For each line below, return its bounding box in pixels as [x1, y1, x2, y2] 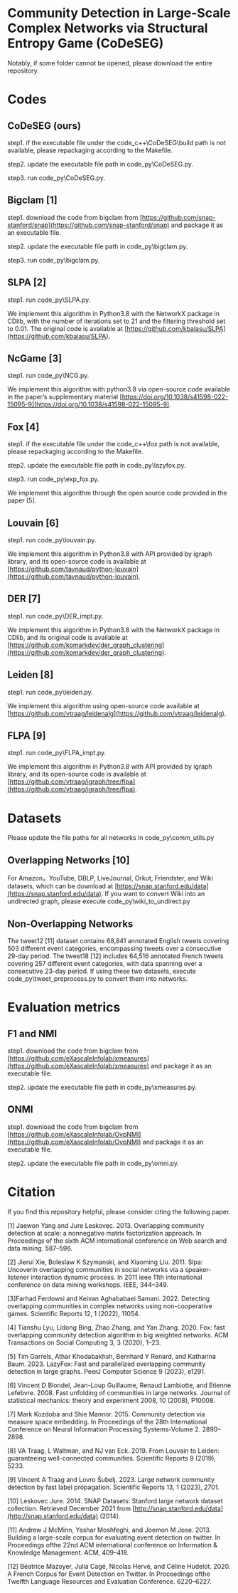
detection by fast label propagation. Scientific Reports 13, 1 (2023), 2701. [7, 1483, 220, 1491]
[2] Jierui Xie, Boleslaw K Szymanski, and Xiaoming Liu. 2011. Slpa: [7, 1258, 203, 1266]
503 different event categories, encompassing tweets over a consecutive [7, 945, 222, 952]
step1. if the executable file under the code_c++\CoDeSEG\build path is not [7, 138, 226, 147]
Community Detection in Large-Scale [7, 5, 231, 21]
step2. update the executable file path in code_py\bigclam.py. [7, 242, 188, 251]
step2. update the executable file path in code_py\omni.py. [7, 1159, 180, 1167]
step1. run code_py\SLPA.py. [7, 295, 91, 304]
